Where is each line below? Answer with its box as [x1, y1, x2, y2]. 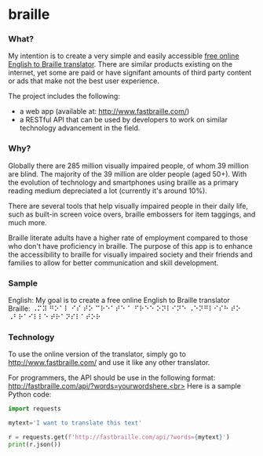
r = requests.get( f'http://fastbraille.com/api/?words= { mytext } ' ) [8, 433, 230, 441]
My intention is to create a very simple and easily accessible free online [8, 51, 239, 60]
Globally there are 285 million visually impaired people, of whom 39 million [8, 161, 250, 170]
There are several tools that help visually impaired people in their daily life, [8, 201, 249, 210]
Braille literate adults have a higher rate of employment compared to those [8, 233, 249, 243]
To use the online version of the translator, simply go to [8, 349, 187, 359]
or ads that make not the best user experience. [8, 76, 159, 86]
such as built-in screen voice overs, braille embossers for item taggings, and [8, 210, 256, 219]
